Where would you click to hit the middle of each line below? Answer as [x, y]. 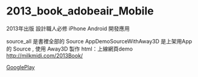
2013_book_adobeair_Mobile [80, 11]
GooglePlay [21, 67]
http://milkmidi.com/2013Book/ [45, 55]
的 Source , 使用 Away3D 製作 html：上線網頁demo [69, 49]
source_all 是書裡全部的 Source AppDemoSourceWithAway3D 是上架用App [99, 41]
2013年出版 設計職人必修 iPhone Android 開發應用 [68, 28]
